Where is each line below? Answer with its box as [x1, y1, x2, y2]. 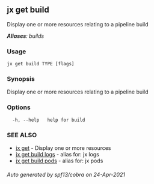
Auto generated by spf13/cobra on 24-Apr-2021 [7, 171, 126, 178]
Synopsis [7, 75, 35, 83]
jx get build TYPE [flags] [7, 61, 75, 67]
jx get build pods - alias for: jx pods [15, 157, 103, 164]
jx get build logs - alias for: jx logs [15, 151, 100, 158]
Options [7, 103, 31, 111]
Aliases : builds [7, 32, 45, 40]
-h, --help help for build [12, 117, 85, 123]
